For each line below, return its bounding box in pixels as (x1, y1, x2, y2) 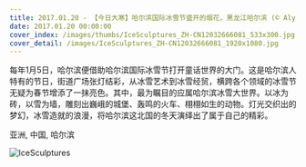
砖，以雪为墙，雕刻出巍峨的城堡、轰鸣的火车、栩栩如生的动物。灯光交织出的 (9, 99, 297, 110)
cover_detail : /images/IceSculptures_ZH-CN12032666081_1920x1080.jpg (9, 38, 280, 48)
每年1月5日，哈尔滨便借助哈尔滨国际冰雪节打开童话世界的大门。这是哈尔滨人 (9, 64, 297, 75)
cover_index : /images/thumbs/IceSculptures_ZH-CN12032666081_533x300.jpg (9, 30, 296, 39)
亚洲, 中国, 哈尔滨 (9, 129, 75, 141)
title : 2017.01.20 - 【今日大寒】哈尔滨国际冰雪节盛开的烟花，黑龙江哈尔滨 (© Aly (9, 13, 296, 23)
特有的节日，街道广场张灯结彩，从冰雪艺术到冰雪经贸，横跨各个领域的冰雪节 (9, 76, 297, 87)
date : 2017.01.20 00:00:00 (9, 22, 112, 31)
